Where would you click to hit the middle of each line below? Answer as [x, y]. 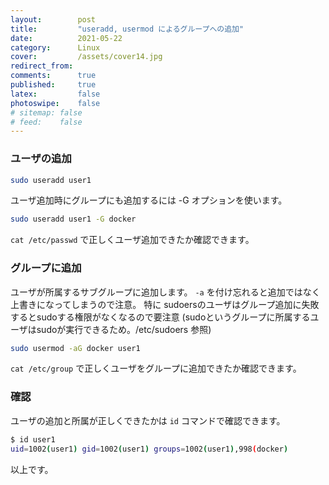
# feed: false [46, 122]
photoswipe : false [55, 103]
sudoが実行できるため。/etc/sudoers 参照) [124, 329]
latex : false [55, 94]
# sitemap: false [46, 112]
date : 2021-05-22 [66, 38]
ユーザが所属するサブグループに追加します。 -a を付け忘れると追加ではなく [165, 292]
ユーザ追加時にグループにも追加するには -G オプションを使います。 [149, 200]
